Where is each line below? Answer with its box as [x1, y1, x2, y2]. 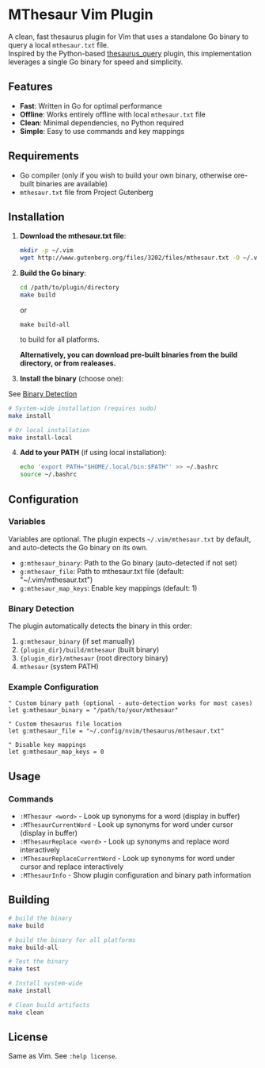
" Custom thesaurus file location [8, 720, 123, 729]
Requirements [8, 149, 79, 163]
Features [8, 80, 53, 94]
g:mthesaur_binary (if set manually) [19, 637, 135, 646]
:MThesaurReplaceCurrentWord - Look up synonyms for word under [19, 854, 236, 863]
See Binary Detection [8, 389, 78, 398]
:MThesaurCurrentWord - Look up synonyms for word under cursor [19, 820, 233, 829]
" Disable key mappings [8, 741, 87, 749]
